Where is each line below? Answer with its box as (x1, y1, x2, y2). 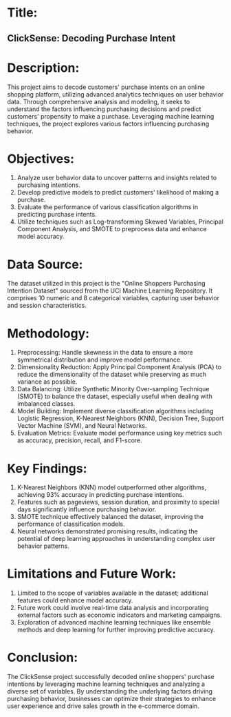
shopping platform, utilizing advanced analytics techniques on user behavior (7, 90, 224, 98)
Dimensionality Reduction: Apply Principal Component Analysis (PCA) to (16, 363, 222, 371)
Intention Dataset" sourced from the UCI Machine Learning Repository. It (7, 286, 213, 295)
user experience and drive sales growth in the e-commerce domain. (7, 702, 199, 710)
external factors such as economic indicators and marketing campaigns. (16, 611, 222, 619)
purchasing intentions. (16, 181, 80, 189)
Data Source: (7, 257, 83, 272)
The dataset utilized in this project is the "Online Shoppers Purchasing (7, 279, 206, 288)
